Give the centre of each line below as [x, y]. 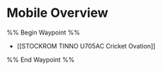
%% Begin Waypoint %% [43, 32]
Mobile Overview [57, 13]
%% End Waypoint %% [40, 59]
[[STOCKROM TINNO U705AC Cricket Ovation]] [86, 46]
